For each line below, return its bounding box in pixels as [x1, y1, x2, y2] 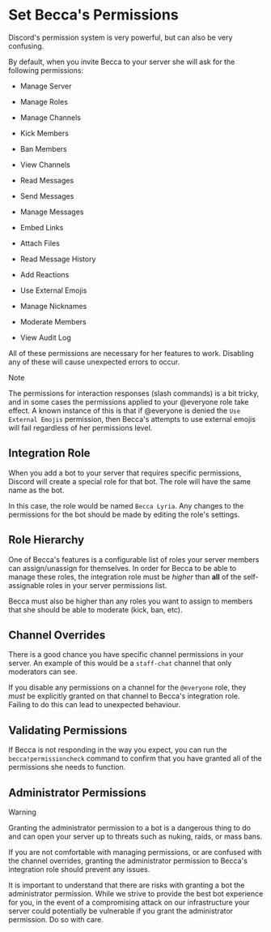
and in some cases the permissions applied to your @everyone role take [8, 397, 249, 406]
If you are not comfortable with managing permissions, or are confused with [8, 848, 262, 857]
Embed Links [19, 222, 64, 232]
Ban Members [19, 144, 67, 153]
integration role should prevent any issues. [8, 865, 150, 874]
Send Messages [19, 191, 74, 200]
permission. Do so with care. [8, 915, 104, 924]
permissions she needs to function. [8, 762, 126, 772]
